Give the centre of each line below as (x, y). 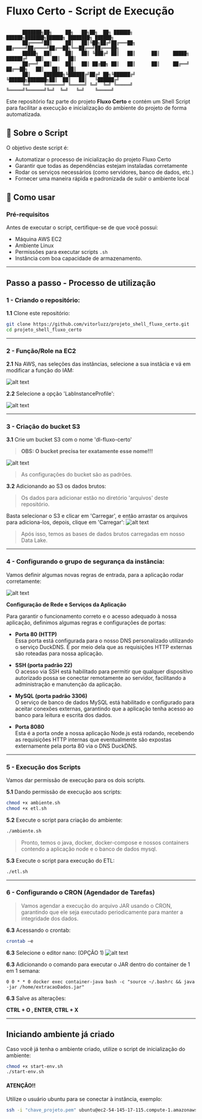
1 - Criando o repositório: (43, 300)
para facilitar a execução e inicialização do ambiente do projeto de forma (96, 108)
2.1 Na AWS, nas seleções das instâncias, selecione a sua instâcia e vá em (99, 364)
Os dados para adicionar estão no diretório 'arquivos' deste (94, 498)
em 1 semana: (23, 970)
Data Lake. (34, 540)
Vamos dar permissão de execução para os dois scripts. (76, 780)
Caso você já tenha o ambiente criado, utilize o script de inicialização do (96, 1049)
